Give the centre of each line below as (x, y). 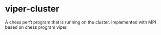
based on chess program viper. (36, 27)
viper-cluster (32, 9)
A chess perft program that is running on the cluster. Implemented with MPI (80, 22)
